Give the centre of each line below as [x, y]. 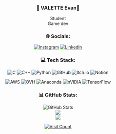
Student [58, 19]
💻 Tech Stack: [58, 60]
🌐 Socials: [58, 36]
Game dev [58, 23]
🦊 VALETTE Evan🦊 [58, 8]
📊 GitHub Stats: [58, 95]
